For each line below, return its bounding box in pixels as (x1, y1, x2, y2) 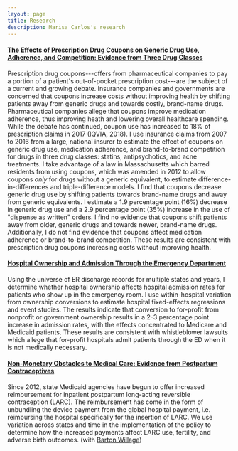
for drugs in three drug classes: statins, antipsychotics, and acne (7, 152, 198, 161)
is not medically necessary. (7, 343, 87, 351)
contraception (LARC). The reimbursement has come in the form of (7, 398, 204, 406)
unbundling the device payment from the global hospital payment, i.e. (7, 405, 211, 413)
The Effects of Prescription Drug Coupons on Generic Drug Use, (7, 46, 200, 54)
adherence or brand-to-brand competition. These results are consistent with (7, 235, 231, 244)
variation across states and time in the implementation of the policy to (7, 420, 212, 429)
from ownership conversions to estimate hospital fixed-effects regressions (7, 297, 226, 306)
